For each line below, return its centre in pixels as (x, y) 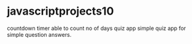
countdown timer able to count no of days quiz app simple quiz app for (97, 28)
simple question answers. (39, 34)
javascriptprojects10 (60, 11)
